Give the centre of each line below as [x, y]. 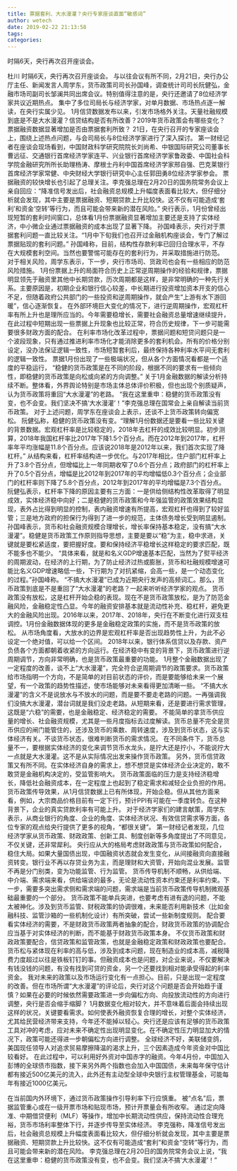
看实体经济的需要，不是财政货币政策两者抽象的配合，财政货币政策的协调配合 [119, 924]
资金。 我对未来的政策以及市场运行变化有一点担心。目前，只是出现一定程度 [116, 977]
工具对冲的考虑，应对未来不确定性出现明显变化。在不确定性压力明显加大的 [115, 1030]
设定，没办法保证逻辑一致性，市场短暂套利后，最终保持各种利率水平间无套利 [119, 350]
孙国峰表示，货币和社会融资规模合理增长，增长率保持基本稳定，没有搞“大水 [117, 526]
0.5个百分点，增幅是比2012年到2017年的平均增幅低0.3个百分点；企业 [120, 473]
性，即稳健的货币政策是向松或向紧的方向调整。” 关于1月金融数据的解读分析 [114, 377]
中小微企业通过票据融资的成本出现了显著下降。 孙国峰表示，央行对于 [119, 226]
